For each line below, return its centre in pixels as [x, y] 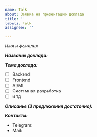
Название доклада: [26, 56]
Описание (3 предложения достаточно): [49, 106]
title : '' [15, 19]
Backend [21, 74]
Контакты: [16, 116]
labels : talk [18, 23]
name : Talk [16, 10]
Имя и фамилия [22, 46]
